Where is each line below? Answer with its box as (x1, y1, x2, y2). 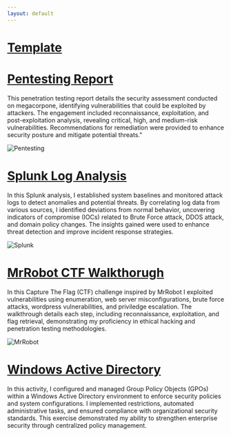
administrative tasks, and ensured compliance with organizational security (7, 406, 219, 415)
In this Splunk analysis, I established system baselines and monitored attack (7, 191, 223, 199)
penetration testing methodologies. (7, 324, 107, 333)
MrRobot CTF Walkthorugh (7, 264, 164, 280)
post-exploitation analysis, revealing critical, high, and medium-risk (7, 116, 198, 124)
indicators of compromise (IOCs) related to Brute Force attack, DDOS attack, (7, 213, 224, 221)
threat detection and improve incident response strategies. (7, 227, 174, 236)
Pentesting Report (7, 72, 114, 87)
